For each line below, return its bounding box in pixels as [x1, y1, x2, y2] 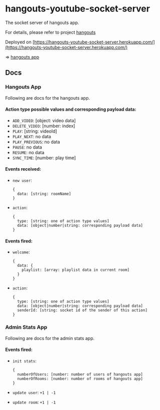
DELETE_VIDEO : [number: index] [12, 123, 75, 129]
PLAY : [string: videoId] [12, 128, 57, 134]
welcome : [12, 249, 30, 255]
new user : [12, 177, 33, 183]
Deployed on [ [5, 39, 35, 45]
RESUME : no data [12, 149, 45, 155]
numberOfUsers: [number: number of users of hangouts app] [17, 371, 143, 377]
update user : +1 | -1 [12, 389, 56, 395]
